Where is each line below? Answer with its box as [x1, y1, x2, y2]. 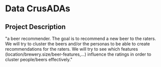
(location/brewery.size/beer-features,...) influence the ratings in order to [5, 51, 152, 57]
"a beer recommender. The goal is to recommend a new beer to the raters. [5, 35, 156, 41]
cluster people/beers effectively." [5, 57, 73, 62]
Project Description [5, 23, 66, 31]
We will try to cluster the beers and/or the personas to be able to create [5, 41, 150, 47]
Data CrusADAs [5, 3, 70, 14]
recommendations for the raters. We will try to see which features [5, 46, 138, 52]
